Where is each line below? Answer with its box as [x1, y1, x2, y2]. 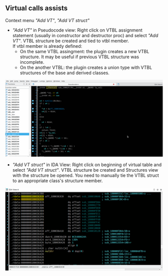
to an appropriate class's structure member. [12, 178, 103, 184]
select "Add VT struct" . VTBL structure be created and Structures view [12, 167, 158, 173]
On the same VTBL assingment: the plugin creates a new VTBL [19, 48, 149, 54]
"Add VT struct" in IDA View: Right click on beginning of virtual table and [12, 162, 161, 168]
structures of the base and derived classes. [19, 70, 110, 76]
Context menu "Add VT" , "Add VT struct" [5, 17, 90, 23]
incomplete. [19, 59, 44, 65]
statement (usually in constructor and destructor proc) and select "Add [12, 32, 158, 38]
